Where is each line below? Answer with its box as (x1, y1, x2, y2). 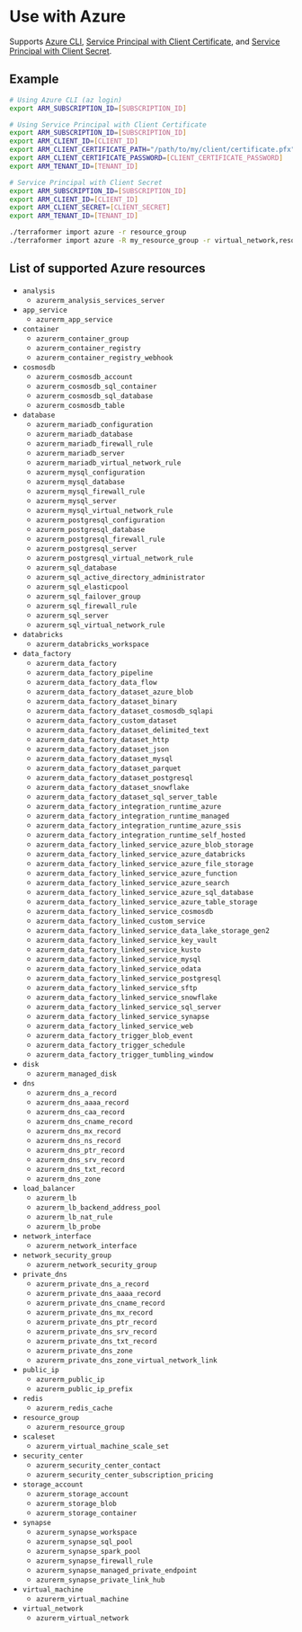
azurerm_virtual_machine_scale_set (35, 1441, 169, 1450)
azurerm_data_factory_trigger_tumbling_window (35, 1050, 214, 1060)
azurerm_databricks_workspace (35, 640, 150, 649)
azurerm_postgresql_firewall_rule (35, 535, 165, 544)
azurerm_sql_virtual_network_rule (35, 620, 165, 630)
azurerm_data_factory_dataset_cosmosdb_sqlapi (35, 706, 214, 715)
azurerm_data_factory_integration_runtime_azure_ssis (35, 820, 242, 830)
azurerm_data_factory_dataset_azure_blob (35, 687, 193, 696)
